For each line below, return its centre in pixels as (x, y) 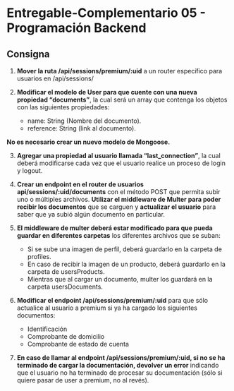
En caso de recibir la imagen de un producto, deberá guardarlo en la (127, 264)
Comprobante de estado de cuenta (78, 344)
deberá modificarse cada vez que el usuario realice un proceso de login (121, 163)
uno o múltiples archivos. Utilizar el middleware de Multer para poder (119, 199)
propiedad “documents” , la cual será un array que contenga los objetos (122, 100)
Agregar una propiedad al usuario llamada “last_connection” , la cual (119, 156)
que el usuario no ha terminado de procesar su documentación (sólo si (119, 373)
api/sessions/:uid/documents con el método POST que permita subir (118, 192)
